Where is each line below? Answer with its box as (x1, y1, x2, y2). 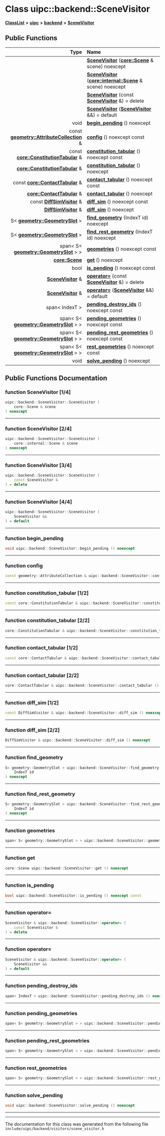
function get (5, 854, 35, 861)
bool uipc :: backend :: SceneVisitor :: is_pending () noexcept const (5, 893, 141, 898)
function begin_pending (5, 535, 64, 542)
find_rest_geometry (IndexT (86, 228, 153, 235)
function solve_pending (5, 1092, 63, 1099)
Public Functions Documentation (5, 374, 108, 382)
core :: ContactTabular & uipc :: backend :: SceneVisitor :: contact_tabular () (5, 683, 160, 688)
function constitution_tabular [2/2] (5, 617, 90, 624)
